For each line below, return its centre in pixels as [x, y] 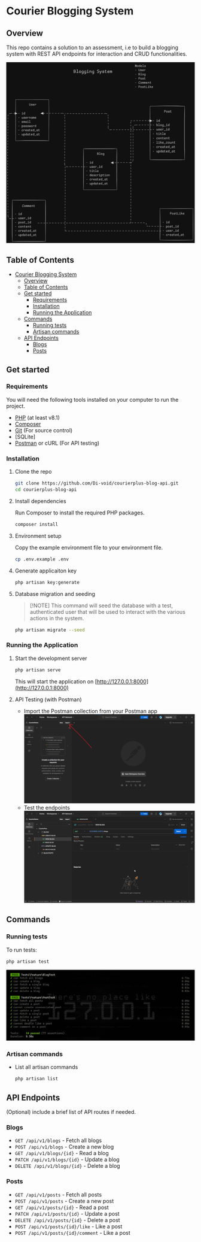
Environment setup [38, 536]
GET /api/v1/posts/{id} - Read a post [62, 1207]
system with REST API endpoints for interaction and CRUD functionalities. [97, 54]
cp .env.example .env [42, 559]
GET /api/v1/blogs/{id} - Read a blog [62, 1153]
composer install [36, 524]
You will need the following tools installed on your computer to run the [92, 399]
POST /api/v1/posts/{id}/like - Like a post [68, 1226]
